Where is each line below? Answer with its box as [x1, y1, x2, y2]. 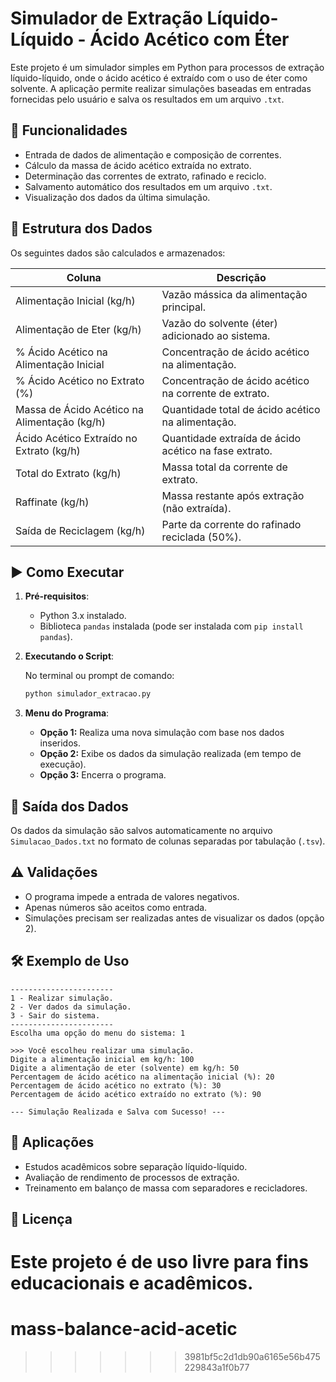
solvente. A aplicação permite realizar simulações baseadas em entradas [10, 82, 312, 94]
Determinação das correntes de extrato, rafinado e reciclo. [24, 170, 267, 182]
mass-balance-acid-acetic [10, 1318, 238, 1341]
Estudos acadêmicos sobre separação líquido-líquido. [24, 1160, 248, 1172]
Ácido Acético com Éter [89, 28, 290, 51]
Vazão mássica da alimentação [161, 287, 308, 301]
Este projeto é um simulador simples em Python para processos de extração [10, 61, 325, 73]
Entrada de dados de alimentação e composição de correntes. [24, 148, 282, 161]
